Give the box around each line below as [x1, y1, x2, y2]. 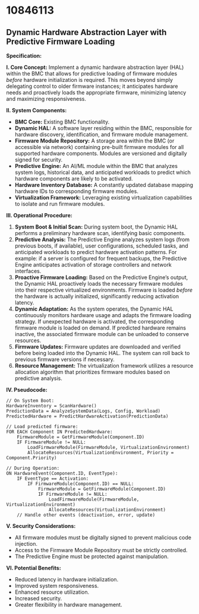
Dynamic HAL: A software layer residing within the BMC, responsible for [14, 125, 192, 131]
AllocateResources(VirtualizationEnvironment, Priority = [27, 450, 174, 455]
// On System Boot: [6, 398, 55, 404]
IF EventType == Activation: [17, 476, 89, 482]
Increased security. [14, 595, 62, 602]
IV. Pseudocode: [6, 387, 48, 393]
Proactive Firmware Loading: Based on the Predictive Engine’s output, [14, 274, 188, 281]
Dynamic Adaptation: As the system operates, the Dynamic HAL [14, 305, 173, 312]
